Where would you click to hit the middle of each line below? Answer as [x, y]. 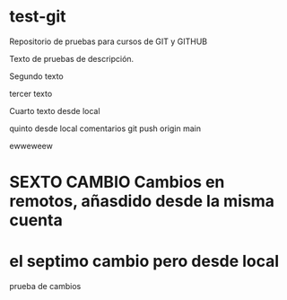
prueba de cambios [45, 287]
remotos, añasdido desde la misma [142, 202]
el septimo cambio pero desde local [144, 261]
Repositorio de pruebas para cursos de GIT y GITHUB [109, 41]
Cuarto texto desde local [55, 110]
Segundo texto [37, 76]
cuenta [36, 221]
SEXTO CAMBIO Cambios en [117, 182]
